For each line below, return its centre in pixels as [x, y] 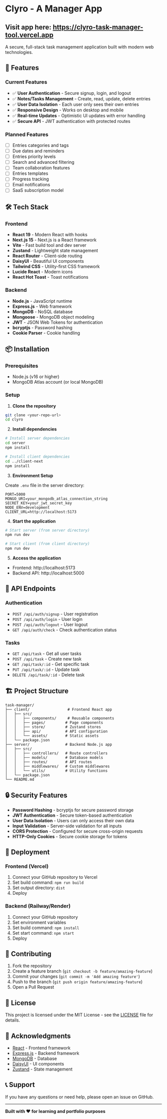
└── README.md [20, 779]
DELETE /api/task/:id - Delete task [48, 675]
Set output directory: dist [39, 888]
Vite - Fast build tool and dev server [49, 245]
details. [13, 1020]
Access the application [37, 558]
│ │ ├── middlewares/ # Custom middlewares [58, 766]
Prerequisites [22, 366]
